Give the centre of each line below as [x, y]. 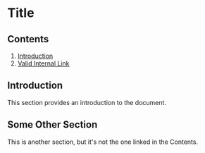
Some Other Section [52, 125]
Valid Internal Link [43, 63]
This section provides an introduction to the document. [87, 102]
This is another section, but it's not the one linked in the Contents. [103, 142]
